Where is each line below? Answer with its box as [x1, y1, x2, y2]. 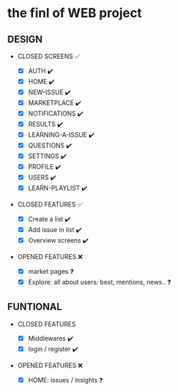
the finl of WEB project [7, 5, 143, 21]
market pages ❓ [28, 268, 74, 275]
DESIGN [7, 33, 43, 45]
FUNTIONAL [7, 301, 62, 313]
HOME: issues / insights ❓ [28, 375, 103, 384]
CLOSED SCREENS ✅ [17, 52, 81, 60]
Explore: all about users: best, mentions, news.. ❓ [28, 278, 172, 286]
